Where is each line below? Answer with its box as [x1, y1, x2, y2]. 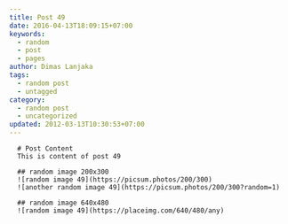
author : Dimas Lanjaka [9, 63, 93, 72]
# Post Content [17, 144, 74, 153]
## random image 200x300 [17, 167, 109, 176]
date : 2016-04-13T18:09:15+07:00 [9, 21, 133, 30]
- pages [17, 54, 46, 63]
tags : [9, 71, 29, 80]
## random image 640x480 [17, 198, 109, 207]
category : [9, 95, 46, 104]
